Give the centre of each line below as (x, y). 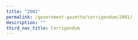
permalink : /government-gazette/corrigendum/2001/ (69, 17)
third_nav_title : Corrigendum (43, 28)
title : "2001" (23, 11)
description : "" (26, 22)
